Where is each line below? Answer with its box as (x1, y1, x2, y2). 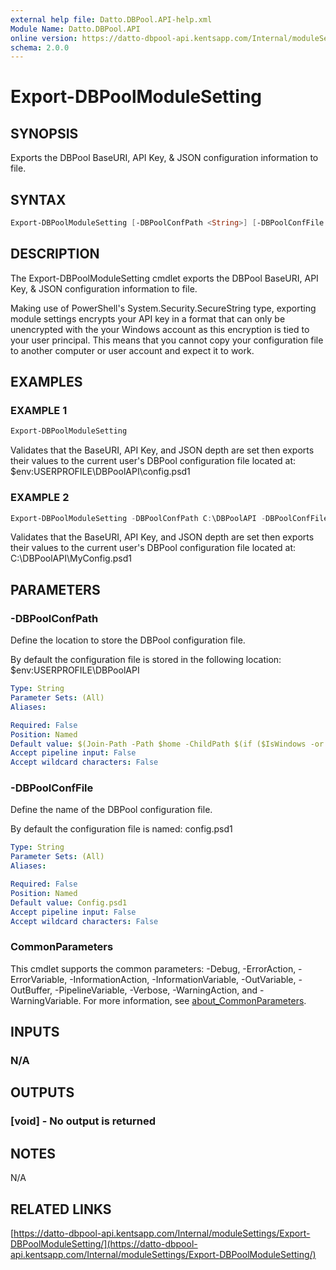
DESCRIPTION (10, 246, 100, 263)
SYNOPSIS (10, 125, 79, 142)
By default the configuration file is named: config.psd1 (10, 823, 233, 835)
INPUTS (10, 1024, 60, 1041)
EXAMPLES (10, 374, 83, 391)
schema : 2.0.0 (10, 42, 70, 53)
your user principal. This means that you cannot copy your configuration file (10, 334, 324, 346)
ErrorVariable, (10, 973, 68, 985)
